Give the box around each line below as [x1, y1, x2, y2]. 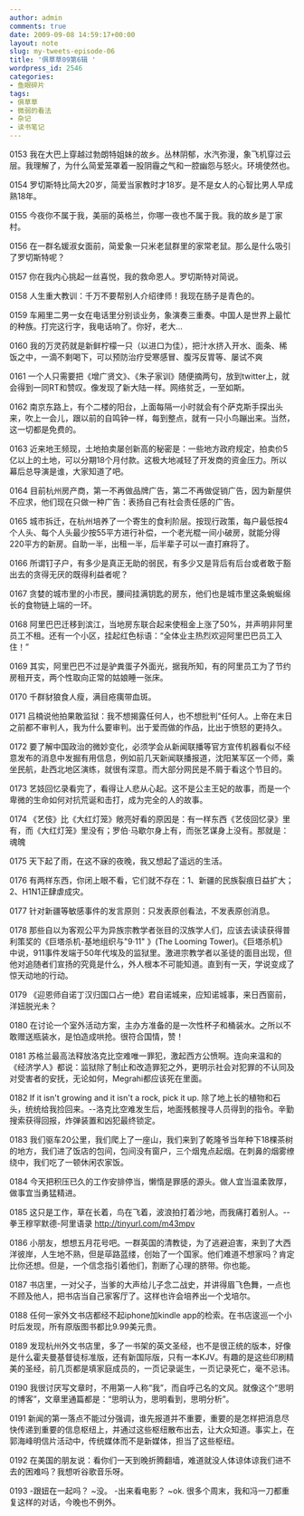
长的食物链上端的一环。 [9, 600, 97, 610]
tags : [9, 89, 30, 98]
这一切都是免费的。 [9, 424, 81, 435]
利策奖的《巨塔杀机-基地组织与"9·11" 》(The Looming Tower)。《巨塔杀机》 [9, 936, 288, 947]
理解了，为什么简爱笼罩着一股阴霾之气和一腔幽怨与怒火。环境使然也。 [33, 160, 295, 170]
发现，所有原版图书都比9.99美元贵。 [24, 1321, 161, 1332]
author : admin [9, 13, 63, 23]
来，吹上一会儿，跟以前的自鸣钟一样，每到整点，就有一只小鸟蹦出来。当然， [9, 413, 295, 423]
